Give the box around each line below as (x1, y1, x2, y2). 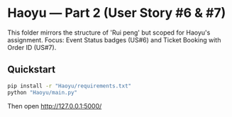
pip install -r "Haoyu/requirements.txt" (7, 82, 132, 90)
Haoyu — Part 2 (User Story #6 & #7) (7, 5, 226, 21)
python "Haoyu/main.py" (7, 89, 78, 96)
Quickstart (7, 63, 56, 75)
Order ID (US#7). (7, 43, 57, 51)
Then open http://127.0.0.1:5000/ (7, 101, 102, 110)
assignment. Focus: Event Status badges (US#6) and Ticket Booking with (7, 35, 221, 44)
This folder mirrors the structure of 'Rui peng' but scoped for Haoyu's (7, 28, 211, 37)
